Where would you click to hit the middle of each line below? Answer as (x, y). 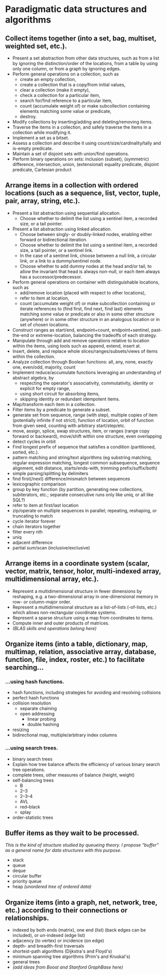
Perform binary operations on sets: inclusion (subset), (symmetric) (81, 159)
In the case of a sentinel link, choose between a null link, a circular (88, 255)
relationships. (27, 918)
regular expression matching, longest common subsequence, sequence (86, 462)
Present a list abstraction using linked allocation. (62, 229)
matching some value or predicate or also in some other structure (87, 314)
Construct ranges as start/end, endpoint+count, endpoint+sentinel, (81, 330)
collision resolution (32, 703)
